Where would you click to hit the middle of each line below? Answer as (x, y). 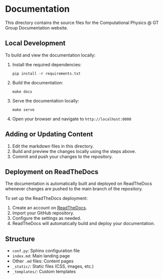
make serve (23, 110)
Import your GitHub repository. (43, 213)
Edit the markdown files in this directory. (53, 146)
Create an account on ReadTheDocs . (50, 208)
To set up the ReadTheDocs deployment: (46, 198)
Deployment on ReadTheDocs (52, 172)
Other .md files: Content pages (43, 261)
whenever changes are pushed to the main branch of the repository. (74, 189)
